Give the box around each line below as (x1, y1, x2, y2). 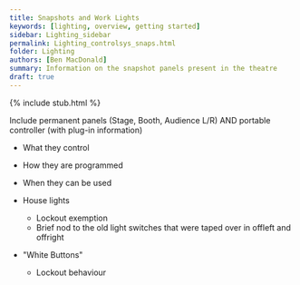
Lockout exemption (35, 212, 109, 223)
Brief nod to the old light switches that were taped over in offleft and (35, 221, 292, 232)
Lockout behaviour (35, 267, 107, 278)
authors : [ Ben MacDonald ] (9, 55, 107, 64)
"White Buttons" (22, 249, 83, 260)
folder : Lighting (9, 47, 75, 56)
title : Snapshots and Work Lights (9, 13, 140, 23)
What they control (22, 142, 90, 152)
